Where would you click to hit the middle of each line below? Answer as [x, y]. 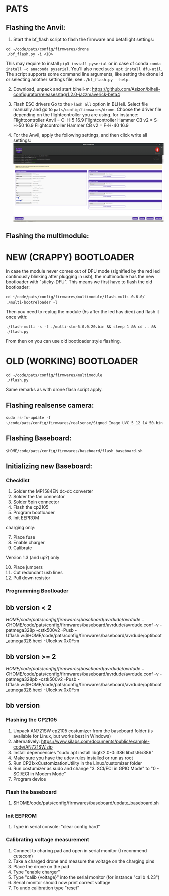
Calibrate [22, 548]
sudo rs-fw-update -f [28, 418]
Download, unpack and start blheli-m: [52, 89]
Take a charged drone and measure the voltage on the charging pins [84, 861]
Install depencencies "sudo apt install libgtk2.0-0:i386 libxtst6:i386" [83, 752]
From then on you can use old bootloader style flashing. [63, 341]
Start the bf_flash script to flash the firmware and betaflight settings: [83, 39]
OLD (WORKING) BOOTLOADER [72, 361]
